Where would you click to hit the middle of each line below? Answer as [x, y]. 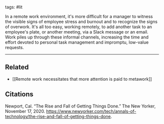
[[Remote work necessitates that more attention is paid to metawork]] [82, 79]
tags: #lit [14, 7]
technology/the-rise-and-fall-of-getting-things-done [58, 116]
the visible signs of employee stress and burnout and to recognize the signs [81, 22]
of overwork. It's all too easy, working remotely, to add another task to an [79, 27]
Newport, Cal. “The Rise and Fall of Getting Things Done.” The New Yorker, [81, 106]
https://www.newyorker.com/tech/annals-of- [91, 111]
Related [17, 67]
